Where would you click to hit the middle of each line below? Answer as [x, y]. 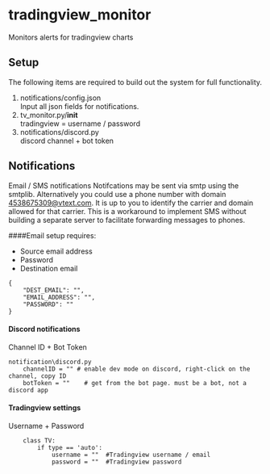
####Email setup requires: [52, 235]
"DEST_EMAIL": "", [54, 290]
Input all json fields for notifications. [79, 106]
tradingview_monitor [80, 15]
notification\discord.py [50, 362]
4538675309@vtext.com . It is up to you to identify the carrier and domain [131, 203]
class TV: [39, 440]
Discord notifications [44, 329]
